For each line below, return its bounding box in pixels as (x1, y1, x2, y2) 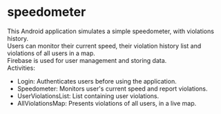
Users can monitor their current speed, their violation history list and (7, 41, 202, 50)
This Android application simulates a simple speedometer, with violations (7, 27, 214, 35)
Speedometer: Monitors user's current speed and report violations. (17, 84, 209, 93)
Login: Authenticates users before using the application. (17, 77, 177, 85)
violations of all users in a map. (7, 49, 95, 57)
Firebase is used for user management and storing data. (7, 56, 167, 64)
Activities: (7, 64, 36, 72)
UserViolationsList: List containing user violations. (17, 91, 160, 100)
